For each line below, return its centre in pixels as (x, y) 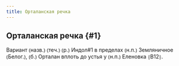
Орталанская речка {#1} (54, 36)
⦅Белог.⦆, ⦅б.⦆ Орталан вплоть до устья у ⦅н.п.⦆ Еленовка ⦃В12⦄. (85, 56)
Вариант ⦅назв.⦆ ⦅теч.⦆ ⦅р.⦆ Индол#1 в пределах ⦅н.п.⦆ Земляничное (90, 50)
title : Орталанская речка (38, 12)
